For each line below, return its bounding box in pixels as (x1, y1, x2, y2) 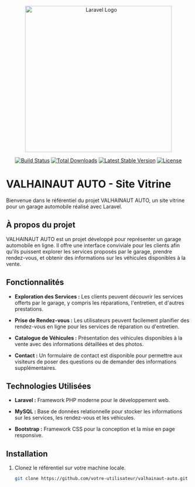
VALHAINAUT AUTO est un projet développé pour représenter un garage (6, 235, 182, 242)
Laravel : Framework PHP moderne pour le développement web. (14, 397, 170, 404)
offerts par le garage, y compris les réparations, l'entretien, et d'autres (14, 299, 184, 306)
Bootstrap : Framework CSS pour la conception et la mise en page (14, 426, 175, 433)
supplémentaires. (14, 364, 57, 371)
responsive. (14, 432, 43, 439)
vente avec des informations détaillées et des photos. (14, 340, 144, 348)
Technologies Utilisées (6, 381, 91, 391)
